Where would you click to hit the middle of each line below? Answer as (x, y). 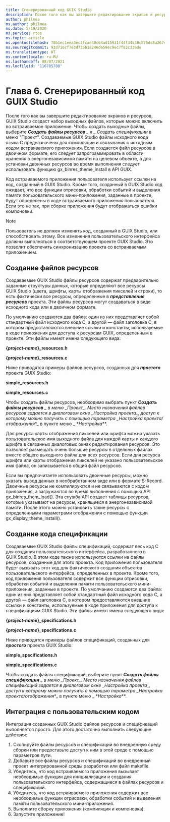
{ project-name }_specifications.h (41, 620)
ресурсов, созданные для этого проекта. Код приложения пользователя (84, 562)
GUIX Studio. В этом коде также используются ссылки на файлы (75, 557)
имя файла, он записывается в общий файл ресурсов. (64, 465)
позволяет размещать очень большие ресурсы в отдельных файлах (79, 449)
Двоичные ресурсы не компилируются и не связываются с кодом (77, 486)
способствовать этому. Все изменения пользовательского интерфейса (83, 236)
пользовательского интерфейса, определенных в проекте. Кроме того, (83, 573)
